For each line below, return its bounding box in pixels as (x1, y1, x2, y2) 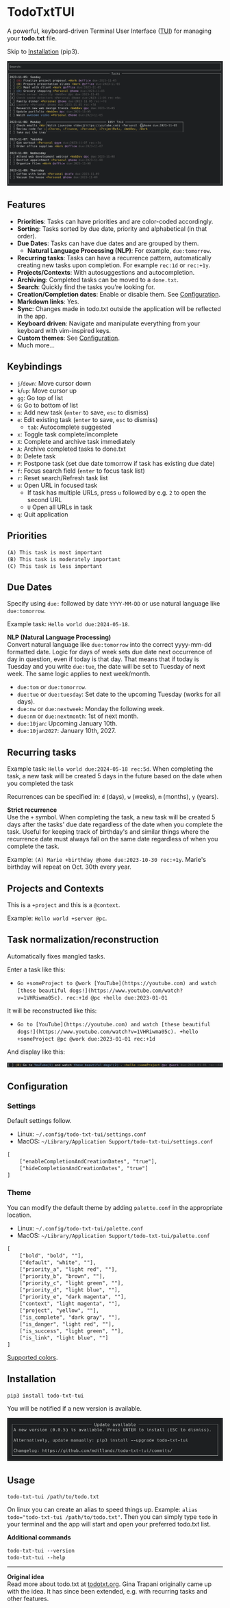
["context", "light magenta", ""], (19, 1300, 121, 1307)
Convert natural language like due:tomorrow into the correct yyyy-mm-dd (7, 641, 212, 649)
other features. (7, 1594, 49, 1603)
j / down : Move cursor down (16, 379, 92, 387)
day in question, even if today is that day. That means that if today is (7, 655, 200, 663)
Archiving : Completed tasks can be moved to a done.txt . (16, 275, 179, 284)
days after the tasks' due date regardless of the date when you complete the (7, 820, 223, 829)
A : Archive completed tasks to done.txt (16, 445, 127, 453)
